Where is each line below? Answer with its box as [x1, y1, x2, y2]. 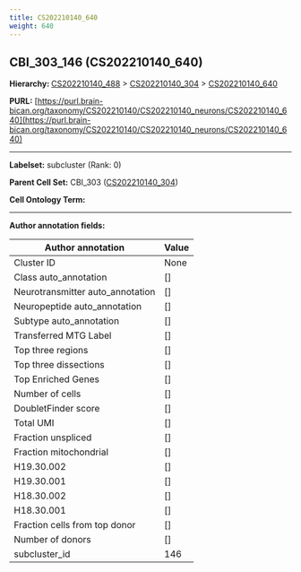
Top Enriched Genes [13, 373, 100, 386]
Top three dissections [13, 359, 105, 371]
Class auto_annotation [13, 271, 107, 283]
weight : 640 [9, 22, 54, 30]
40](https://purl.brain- [9, 115, 91, 126]
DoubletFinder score [13, 403, 100, 415]
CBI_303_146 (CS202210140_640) [9, 55, 203, 70]
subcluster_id [13, 548, 71, 560]
